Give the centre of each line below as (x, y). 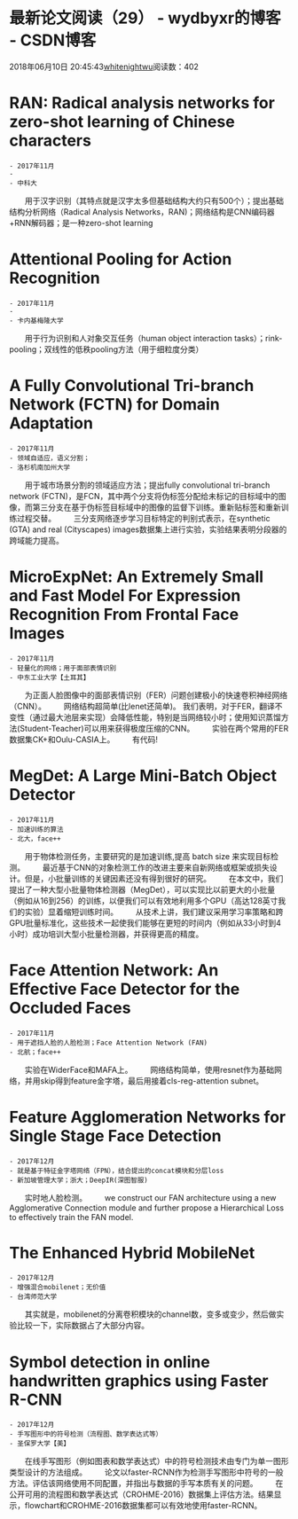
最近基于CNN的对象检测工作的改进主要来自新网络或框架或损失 (156, 867)
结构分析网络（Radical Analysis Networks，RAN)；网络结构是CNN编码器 (142, 211)
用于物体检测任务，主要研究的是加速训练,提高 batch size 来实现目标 (148, 856)
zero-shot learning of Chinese (122, 122)
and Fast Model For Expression (125, 595)
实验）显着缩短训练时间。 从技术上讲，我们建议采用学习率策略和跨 (154, 912)
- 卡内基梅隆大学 (36, 320)
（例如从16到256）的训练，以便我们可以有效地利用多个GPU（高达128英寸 (144, 900)
